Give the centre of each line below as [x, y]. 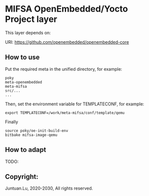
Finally [12, 122]
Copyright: [22, 176]
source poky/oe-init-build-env [37, 131]
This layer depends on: [28, 33]
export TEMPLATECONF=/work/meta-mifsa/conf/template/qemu [65, 113]
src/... [13, 91]
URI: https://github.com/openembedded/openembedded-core [67, 42]
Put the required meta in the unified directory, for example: [64, 69]
